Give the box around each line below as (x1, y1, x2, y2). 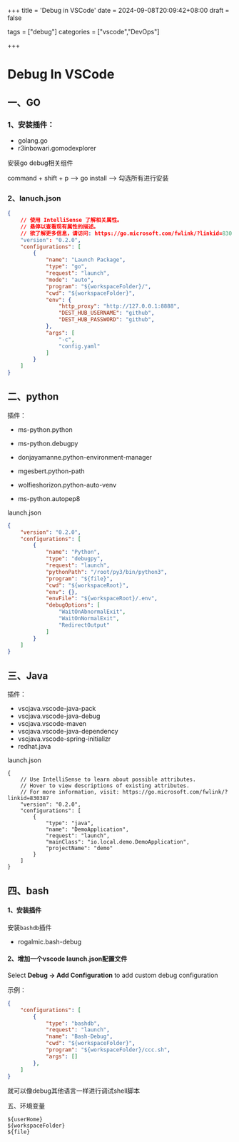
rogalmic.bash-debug (17, 937, 82, 946)
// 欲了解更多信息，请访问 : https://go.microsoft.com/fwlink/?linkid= (20, 230, 223, 237)
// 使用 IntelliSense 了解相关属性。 (20, 217, 123, 224)
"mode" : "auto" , (45, 276, 94, 283)
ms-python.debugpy (17, 439, 78, 448)
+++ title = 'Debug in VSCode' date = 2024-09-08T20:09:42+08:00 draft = (7, 6, 230, 14)
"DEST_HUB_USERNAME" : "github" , (58, 310, 155, 317)
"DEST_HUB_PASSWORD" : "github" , (58, 316, 155, 323)
